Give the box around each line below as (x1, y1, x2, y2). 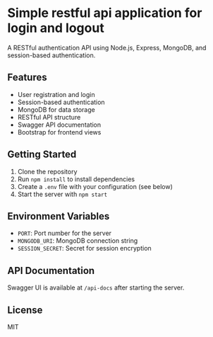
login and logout (7, 20, 104, 36)
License (7, 304, 43, 316)
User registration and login (17, 90, 95, 98)
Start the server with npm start (17, 190, 108, 198)
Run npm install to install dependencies (17, 175, 135, 183)
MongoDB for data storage (17, 105, 95, 114)
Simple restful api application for (7, 5, 202, 21)
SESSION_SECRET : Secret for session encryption (17, 244, 152, 253)
